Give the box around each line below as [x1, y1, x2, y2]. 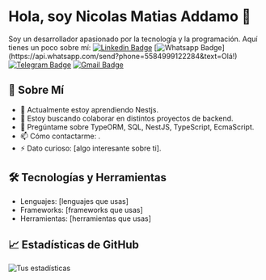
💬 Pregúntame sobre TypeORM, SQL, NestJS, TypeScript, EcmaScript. [19, 121, 255, 132]
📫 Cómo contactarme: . [19, 131, 101, 141]
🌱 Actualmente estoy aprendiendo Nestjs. [19, 104, 159, 114]
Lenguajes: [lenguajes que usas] [19, 196, 129, 206]
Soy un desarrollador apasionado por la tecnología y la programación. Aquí [8, 34, 258, 44]
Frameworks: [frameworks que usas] [19, 205, 143, 214]
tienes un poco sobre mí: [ [8, 42, 158, 52]
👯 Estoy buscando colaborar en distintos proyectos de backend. [19, 113, 234, 123]
